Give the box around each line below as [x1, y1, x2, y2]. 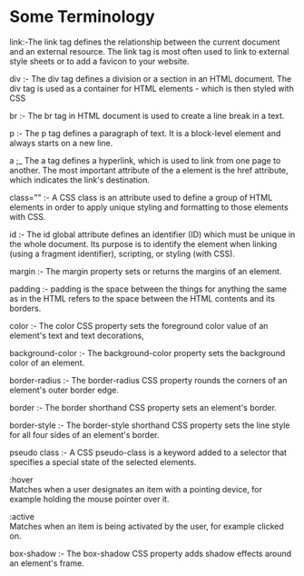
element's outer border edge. [9, 384, 120, 395]
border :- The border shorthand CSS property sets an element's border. [9, 402, 277, 412]
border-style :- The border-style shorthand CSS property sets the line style [9, 420, 290, 431]
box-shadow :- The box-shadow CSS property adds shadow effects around [9, 548, 292, 559]
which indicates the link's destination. [9, 174, 151, 185]
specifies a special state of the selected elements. [9, 456, 197, 467]
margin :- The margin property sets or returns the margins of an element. [9, 265, 282, 276]
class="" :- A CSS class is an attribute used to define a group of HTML [9, 192, 273, 203]
